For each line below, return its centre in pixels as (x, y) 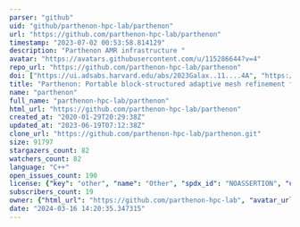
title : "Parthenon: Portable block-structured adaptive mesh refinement (147, 84)
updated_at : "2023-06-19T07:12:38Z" (77, 126)
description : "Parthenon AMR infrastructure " (97, 51)
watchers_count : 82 (46, 159)
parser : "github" (42, 17)
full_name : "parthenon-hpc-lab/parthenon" (89, 101)
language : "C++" (39, 167)
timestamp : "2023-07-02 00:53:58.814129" (87, 42)
